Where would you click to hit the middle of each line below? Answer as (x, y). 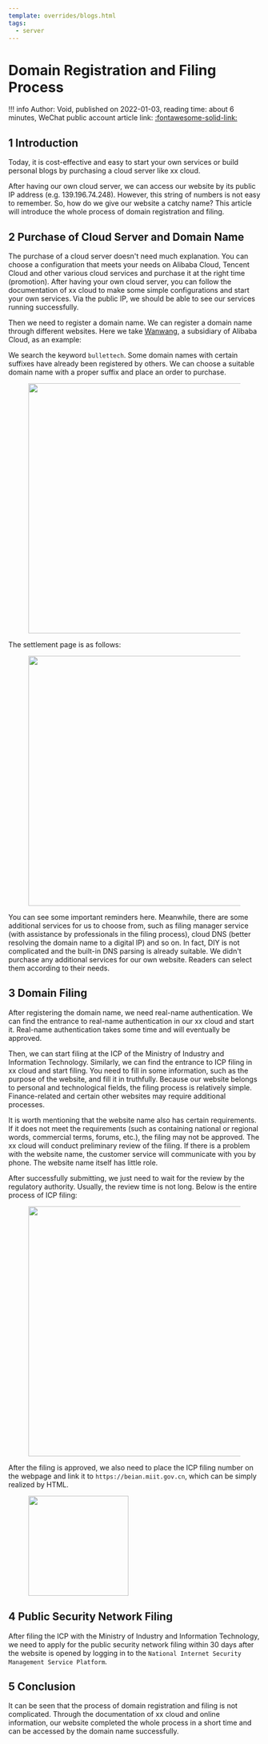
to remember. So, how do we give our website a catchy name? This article (130, 203)
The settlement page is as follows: (65, 644)
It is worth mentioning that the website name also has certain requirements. (132, 1120)
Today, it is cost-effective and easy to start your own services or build (123, 162)
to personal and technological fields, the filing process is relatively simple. (130, 1087)
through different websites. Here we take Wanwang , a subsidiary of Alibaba (133, 331)
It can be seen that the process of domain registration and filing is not (123, 1706)
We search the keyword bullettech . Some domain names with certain (123, 355)
